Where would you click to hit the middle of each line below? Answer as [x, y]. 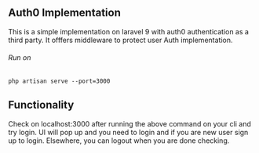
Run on [20, 58]
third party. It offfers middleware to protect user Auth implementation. [120, 40]
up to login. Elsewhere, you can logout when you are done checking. [119, 141]
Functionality [41, 105]
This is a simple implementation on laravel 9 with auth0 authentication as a [129, 31]
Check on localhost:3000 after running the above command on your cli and [129, 123]
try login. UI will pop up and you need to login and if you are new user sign [128, 132]
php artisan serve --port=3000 [59, 81]
